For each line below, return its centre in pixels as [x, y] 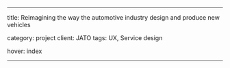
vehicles [19, 25]
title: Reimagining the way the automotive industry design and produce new [114, 17]
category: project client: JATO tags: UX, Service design [85, 38]
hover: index [25, 51]
